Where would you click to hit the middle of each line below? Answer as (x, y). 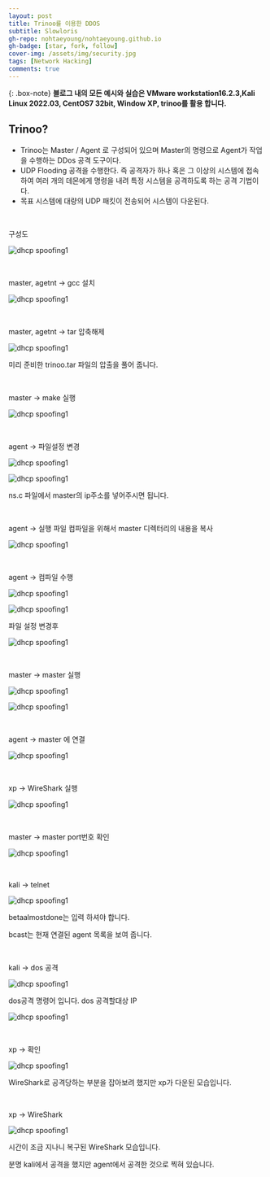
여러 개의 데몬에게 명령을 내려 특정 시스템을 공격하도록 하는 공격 (136, 181)
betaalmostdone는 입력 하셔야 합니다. (69, 917)
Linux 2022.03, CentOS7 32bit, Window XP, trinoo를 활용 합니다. (118, 103)
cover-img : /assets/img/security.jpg (72, 54)
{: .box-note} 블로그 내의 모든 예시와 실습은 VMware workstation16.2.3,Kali (132, 93)
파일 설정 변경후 (34, 626)
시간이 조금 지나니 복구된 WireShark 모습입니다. (85, 1147)
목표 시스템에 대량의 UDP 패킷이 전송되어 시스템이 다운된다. (114, 201)
